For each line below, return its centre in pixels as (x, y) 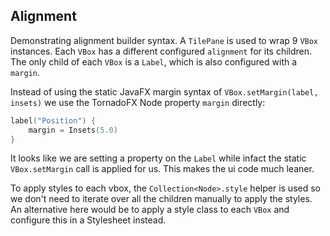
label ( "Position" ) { (53, 120)
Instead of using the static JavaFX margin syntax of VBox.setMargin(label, (164, 91)
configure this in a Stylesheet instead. (88, 220)
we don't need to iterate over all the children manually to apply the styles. (161, 199)
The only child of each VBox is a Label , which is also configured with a (154, 61)
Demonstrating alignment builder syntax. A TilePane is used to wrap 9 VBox (164, 40)
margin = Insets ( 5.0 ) (73, 130)
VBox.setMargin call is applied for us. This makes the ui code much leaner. (162, 169)
